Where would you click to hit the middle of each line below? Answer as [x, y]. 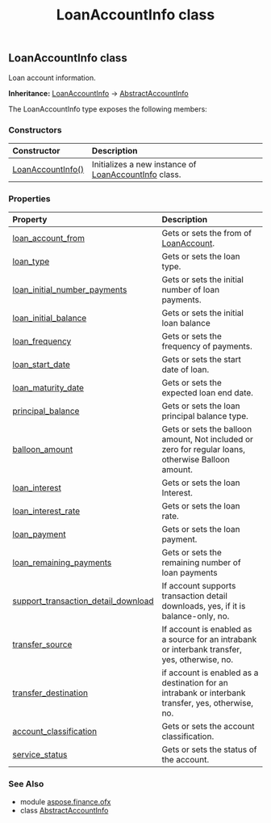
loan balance [186, 323]
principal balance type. [205, 416]
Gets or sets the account [208, 727]
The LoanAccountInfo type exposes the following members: [108, 109]
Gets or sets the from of [207, 234]
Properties [29, 198]
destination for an [195, 683]
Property [30, 220]
